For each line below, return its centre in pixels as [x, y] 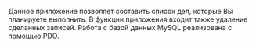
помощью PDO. [34, 36]
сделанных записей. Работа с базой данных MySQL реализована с [120, 27]
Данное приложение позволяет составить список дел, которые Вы [121, 11]
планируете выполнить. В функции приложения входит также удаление [128, 19]
